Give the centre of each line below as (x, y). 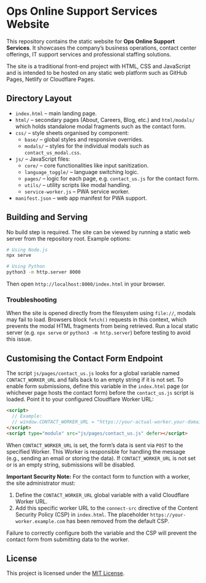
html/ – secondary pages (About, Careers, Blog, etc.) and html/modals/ (105, 120)
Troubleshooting (32, 300)
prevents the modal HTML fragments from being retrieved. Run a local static (102, 326)
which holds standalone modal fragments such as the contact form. (101, 126)
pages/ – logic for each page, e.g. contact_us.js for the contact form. (112, 178)
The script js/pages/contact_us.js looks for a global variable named (93, 373)
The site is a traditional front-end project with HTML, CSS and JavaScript (99, 66)
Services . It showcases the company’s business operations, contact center (101, 48)
